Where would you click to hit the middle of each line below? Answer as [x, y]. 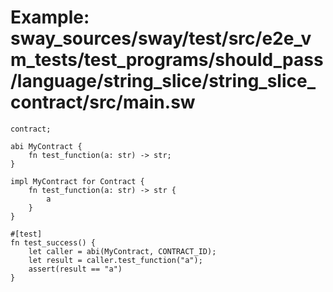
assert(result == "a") [75, 269]
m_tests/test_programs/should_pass [167, 60]
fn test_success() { [53, 242]
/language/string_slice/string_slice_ [163, 81]
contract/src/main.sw [103, 102]
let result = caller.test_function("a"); [115, 260]
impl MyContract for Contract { [77, 181]
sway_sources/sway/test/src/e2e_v [161, 38]
